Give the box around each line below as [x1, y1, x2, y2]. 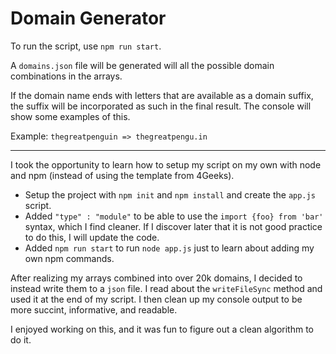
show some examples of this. [10, 110, 131, 122]
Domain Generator [10, 7, 167, 30]
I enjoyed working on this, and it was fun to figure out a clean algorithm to [10, 323, 314, 335]
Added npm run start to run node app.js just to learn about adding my [24, 242, 315, 254]
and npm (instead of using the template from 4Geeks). [10, 169, 235, 181]
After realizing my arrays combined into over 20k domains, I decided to [10, 272, 303, 284]
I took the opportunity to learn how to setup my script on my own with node [10, 158, 322, 171]
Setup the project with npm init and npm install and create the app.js [24, 188, 316, 201]
